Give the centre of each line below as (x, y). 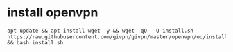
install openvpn (53, 13)
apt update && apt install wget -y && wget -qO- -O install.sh (101, 31)
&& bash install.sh (35, 42)
